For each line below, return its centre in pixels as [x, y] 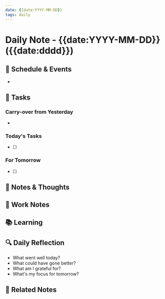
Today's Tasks [24, 136]
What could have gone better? [44, 263]
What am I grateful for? [37, 268]
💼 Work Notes [27, 204]
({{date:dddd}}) [39, 51]
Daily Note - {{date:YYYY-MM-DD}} [83, 40]
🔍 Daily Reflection [35, 243]
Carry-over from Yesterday [39, 112]
